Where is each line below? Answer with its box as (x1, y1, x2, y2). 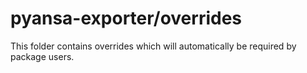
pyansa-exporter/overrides (10, 7, 243, 30)
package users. (10, 50, 75, 62)
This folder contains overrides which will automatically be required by (10, 40, 297, 52)
